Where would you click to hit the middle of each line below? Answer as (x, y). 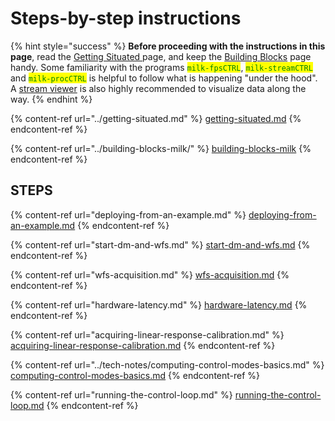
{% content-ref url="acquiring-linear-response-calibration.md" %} (147, 334)
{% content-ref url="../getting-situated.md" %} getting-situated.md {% (156, 118)
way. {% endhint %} (51, 99)
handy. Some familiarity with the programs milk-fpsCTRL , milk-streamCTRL (161, 67)
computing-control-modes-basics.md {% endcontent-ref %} (135, 375)
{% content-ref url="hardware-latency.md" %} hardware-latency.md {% (159, 304)
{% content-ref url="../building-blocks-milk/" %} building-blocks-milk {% (161, 148)
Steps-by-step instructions (126, 18)
